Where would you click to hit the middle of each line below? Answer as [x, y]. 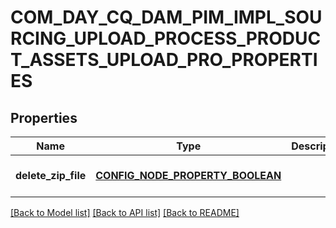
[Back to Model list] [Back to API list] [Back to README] [125, 212]
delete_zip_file [51, 175]
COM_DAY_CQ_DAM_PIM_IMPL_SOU [166, 17]
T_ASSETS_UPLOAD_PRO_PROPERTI [164, 60]
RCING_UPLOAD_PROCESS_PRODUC [166, 38]
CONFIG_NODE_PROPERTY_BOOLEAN [188, 175]
